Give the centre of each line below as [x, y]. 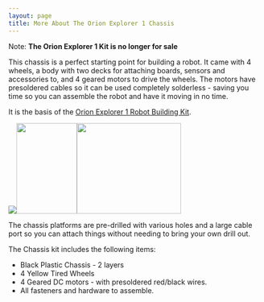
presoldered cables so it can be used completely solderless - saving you [129, 87]
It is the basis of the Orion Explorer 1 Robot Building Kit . [100, 112]
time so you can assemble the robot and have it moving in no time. [118, 96]
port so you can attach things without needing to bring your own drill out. [130, 234]
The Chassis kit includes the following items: [82, 249]
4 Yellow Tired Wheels [57, 273]
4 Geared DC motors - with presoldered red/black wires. [113, 282]
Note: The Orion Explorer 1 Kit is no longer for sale [93, 46]
